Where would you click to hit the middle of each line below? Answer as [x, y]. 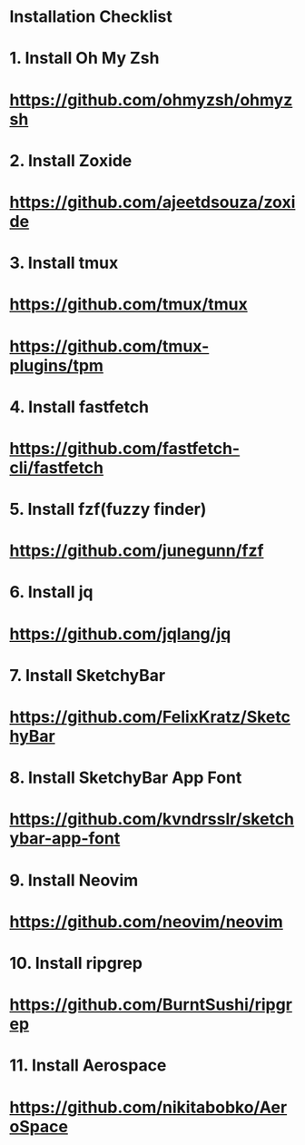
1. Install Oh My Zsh [84, 59]
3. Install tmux [64, 263]
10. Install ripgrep [76, 963]
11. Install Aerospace [88, 1066]
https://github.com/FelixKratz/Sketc [150, 717]
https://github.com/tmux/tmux [128, 305]
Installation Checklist [91, 17]
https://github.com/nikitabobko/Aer [148, 1107]
